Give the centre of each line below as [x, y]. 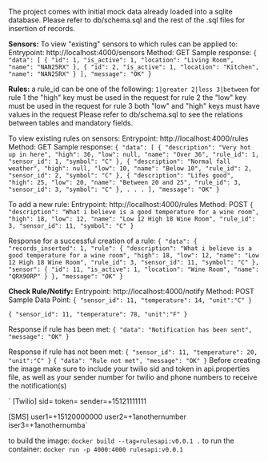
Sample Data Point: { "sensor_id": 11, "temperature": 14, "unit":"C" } [130, 300]
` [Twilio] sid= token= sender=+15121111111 [77, 401]
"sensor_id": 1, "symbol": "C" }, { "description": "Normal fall [119, 161]
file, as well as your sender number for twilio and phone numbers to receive [133, 377]
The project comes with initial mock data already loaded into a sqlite [121, 12]
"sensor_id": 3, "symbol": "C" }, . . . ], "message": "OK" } [114, 189]
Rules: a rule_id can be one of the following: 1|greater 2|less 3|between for [134, 89]
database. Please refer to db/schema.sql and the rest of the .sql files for [127, 20]
